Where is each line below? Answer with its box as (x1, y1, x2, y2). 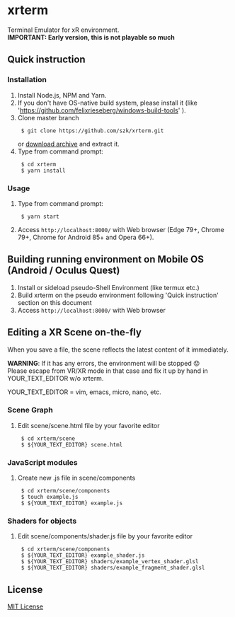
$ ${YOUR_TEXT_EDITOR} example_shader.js (21, 552, 145, 559)
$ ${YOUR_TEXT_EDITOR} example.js (21, 500, 123, 507)
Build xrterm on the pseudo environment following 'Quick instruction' (17, 291, 219, 299)
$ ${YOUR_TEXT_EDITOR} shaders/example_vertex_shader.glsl (21, 558, 199, 565)
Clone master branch (17, 113, 79, 122)
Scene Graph (7, 405, 53, 415)
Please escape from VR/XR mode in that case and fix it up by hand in (7, 367, 209, 375)
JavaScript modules (7, 457, 78, 467)
